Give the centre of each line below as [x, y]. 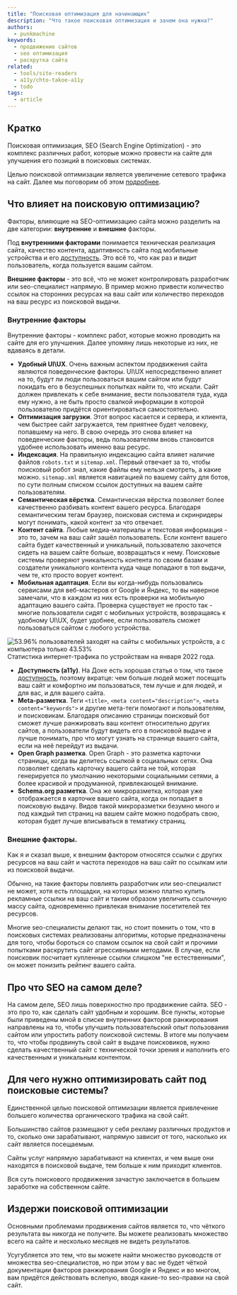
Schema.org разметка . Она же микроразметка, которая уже [110, 791]
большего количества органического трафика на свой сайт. [98, 1115]
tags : [15, 93]
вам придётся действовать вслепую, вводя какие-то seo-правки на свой [118, 1277]
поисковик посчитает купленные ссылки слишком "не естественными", [116, 957]
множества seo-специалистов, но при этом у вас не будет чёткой [107, 1262]
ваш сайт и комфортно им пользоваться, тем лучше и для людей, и [120, 685]
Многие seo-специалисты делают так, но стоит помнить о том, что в [111, 928]
